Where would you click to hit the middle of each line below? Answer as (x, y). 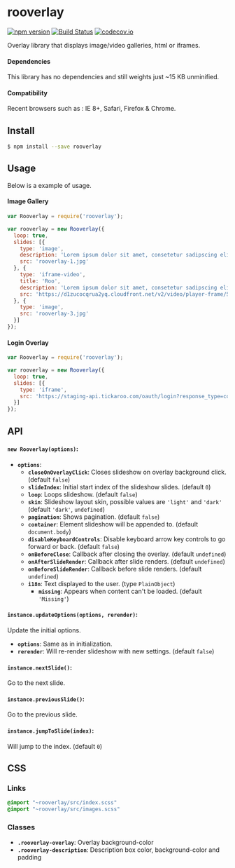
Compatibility (27, 93)
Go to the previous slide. (43, 714)
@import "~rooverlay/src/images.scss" (64, 809)
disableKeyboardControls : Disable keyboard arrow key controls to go (127, 539)
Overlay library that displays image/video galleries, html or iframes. (104, 45)
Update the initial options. (44, 630)
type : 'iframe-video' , (53, 275)
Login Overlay (28, 343)
